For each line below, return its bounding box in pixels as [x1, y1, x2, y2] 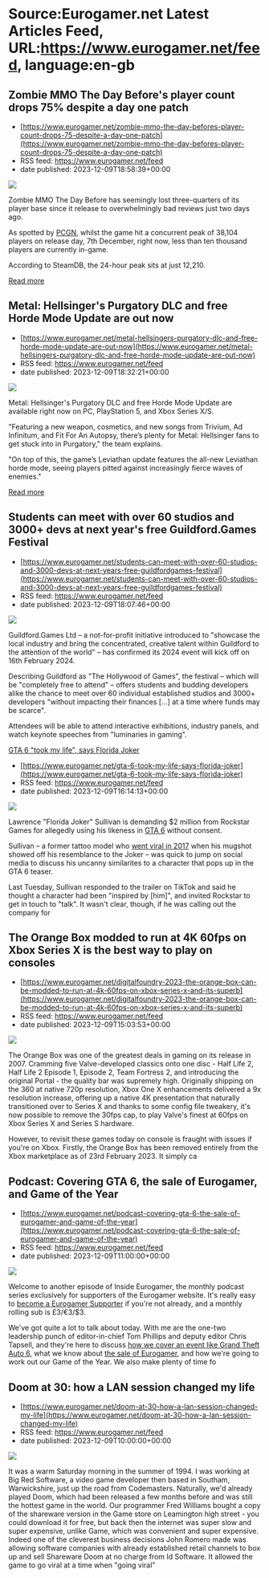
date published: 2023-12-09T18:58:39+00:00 [19, 165, 171, 173]
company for [8, 907, 51, 917]
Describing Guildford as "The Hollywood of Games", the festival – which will [8, 671, 259, 681]
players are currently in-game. [8, 245, 109, 254]
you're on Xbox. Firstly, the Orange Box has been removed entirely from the [8, 1143, 259, 1152]
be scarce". [8, 705, 47, 715]
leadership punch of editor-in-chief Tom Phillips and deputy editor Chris [8, 1331, 247, 1341]
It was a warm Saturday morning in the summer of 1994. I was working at [8, 1466, 251, 1476]
